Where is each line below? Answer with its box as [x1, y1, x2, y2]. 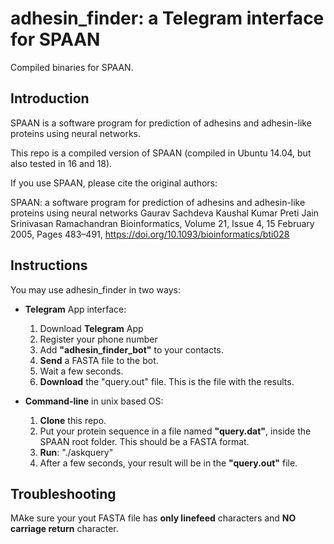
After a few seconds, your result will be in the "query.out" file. [39, 457, 298, 469]
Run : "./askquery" [39, 446, 114, 458]
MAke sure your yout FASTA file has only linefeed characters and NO [10, 512, 297, 524]
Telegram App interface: [24, 303, 127, 315]
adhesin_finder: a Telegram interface [10, 7, 325, 30]
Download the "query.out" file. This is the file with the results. [39, 375, 295, 387]
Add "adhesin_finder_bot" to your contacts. [39, 343, 224, 356]
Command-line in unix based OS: [24, 395, 164, 407]
